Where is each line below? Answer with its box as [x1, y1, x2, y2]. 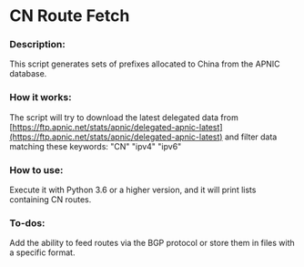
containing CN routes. [9, 194, 92, 205]
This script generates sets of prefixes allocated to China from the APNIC [9, 58, 280, 69]
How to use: [9, 163, 64, 176]
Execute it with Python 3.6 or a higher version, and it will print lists [9, 184, 257, 196]
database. [9, 68, 47, 79]
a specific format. [9, 247, 76, 258]
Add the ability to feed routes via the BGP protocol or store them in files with [9, 238, 295, 249]
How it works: [9, 91, 72, 104]
